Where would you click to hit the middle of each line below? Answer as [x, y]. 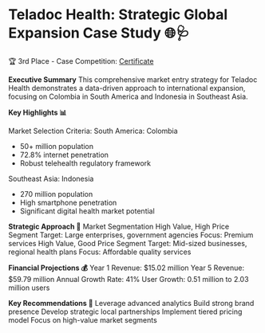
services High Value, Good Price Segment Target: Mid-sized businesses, [128, 243]
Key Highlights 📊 [38, 112]
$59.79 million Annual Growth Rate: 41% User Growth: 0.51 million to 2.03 [129, 279]
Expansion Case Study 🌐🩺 [99, 33]
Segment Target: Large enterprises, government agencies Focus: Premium [131, 235]
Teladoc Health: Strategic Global [118, 15]
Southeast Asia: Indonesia [51, 178]
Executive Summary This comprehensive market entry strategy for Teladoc [133, 79]
